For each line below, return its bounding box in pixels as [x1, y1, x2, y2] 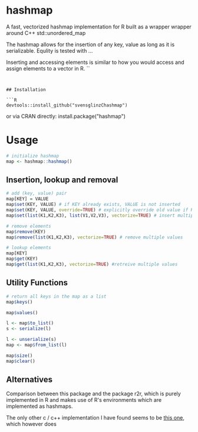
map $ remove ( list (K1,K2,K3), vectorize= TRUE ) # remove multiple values [6, 234, 183, 240]
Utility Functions [6, 278, 68, 288]
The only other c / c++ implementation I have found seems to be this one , [6, 414, 184, 421]
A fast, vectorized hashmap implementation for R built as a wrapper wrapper [6, 23, 192, 30]
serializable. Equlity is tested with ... [6, 47, 93, 54]
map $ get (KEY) [6, 256, 38, 262]
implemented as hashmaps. [6, 403, 73, 410]
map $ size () [6, 353, 33, 359]
